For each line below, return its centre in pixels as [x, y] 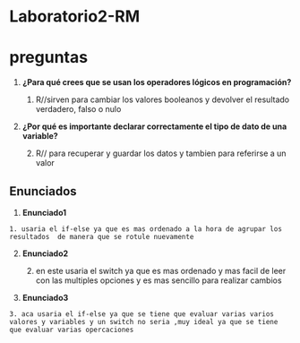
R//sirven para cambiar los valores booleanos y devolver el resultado [162, 99]
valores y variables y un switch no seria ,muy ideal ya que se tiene [144, 322]
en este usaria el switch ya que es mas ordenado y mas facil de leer [161, 270]
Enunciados [43, 191]
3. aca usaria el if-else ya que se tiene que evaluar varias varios [142, 314]
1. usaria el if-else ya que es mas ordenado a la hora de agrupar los [146, 229]
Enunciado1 [44, 212]
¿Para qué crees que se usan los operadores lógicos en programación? [157, 82]
